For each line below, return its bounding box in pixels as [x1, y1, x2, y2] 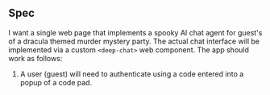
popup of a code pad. [19, 77, 93, 87]
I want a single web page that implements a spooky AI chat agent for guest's [8, 27, 263, 37]
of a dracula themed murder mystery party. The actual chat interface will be [8, 36, 260, 46]
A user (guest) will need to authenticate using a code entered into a [19, 68, 244, 79]
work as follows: [8, 53, 63, 63]
